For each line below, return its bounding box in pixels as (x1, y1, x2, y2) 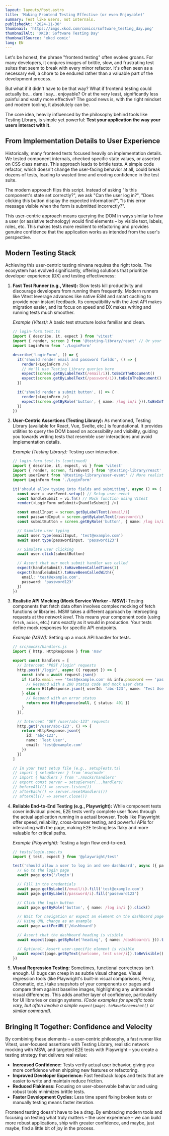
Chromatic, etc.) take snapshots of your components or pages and (12, 981, 151, 987)
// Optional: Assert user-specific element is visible (17, 946, 135, 952)
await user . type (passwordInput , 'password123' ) (17, 538, 119, 543)
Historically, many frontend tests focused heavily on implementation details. (5, 150, 162, 156)
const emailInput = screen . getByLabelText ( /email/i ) (17, 510, 130, 515)
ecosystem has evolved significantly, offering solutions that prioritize (5, 267, 148, 273)
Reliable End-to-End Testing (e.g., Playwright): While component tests (12, 803, 161, 809)
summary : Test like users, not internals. (5, 17, 96, 22)
